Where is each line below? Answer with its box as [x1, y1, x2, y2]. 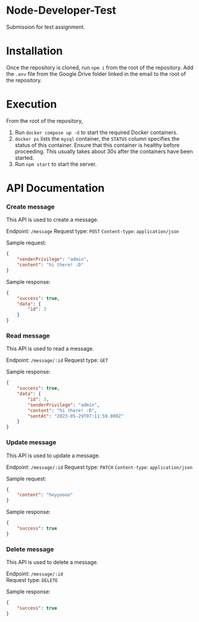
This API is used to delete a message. [6, 559, 98, 566]
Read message [6, 332, 50, 340]
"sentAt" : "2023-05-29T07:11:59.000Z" [27, 413, 124, 419]
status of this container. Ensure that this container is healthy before [14, 141, 180, 148]
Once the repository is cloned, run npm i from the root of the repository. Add [6, 64, 194, 71]
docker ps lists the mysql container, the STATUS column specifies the [14, 135, 180, 142]
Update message [6, 438, 57, 447]
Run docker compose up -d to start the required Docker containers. [14, 129, 178, 136]
